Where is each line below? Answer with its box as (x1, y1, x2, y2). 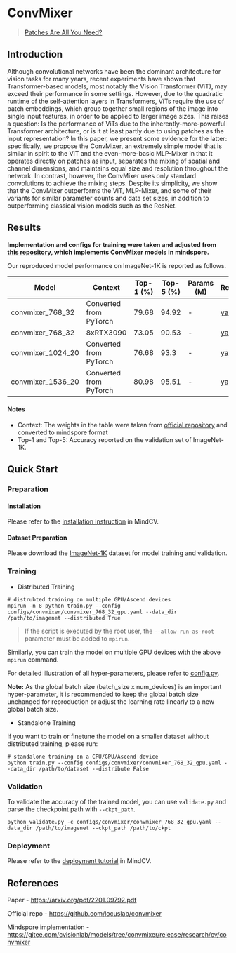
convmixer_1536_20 (11, 377, 79, 387)
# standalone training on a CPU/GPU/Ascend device (7, 753, 159, 760)
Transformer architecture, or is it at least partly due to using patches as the (7, 126, 225, 135)
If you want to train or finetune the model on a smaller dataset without (7, 732, 209, 740)
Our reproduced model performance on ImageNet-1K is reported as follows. (7, 261, 227, 269)
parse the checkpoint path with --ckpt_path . (7, 805, 136, 813)
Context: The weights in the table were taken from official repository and (17, 420, 228, 429)
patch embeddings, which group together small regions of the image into (7, 104, 218, 113)
